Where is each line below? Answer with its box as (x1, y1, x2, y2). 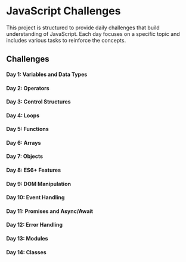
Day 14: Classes (6, 248, 46, 255)
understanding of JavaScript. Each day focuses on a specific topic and (6, 30, 180, 37)
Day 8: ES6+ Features (6, 166, 61, 174)
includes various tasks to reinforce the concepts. (6, 36, 126, 44)
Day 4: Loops (6, 112, 40, 119)
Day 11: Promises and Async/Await (6, 208, 94, 215)
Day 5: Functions (6, 126, 49, 133)
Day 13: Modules (6, 235, 48, 242)
